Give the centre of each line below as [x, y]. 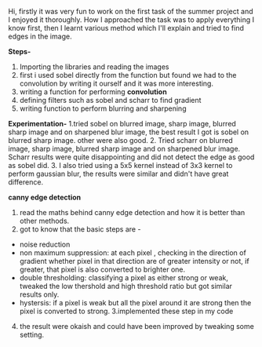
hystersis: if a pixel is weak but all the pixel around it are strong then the [135, 303]
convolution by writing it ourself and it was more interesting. [116, 83]
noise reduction [45, 244]
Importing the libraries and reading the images [94, 67]
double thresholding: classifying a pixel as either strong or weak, [124, 278]
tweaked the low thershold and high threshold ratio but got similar [126, 286]
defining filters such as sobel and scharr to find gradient [110, 100]
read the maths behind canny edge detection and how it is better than [132, 212]
